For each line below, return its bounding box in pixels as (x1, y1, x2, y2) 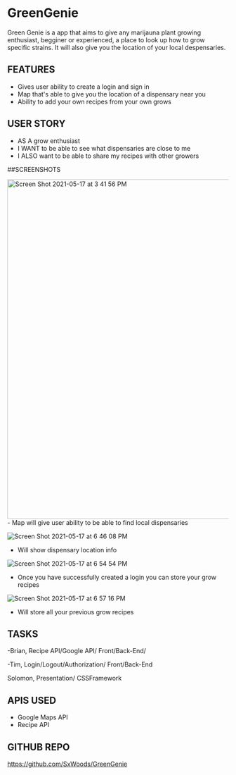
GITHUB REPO (7, 741, 70, 753)
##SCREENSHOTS (7, 165, 61, 173)
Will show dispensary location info (17, 545, 117, 554)
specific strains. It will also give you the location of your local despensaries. (7, 43, 226, 51)
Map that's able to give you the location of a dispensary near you (17, 89, 206, 98)
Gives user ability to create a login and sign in (17, 82, 150, 91)
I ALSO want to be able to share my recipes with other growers (17, 151, 199, 160)
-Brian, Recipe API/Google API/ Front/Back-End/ (7, 647, 146, 655)
